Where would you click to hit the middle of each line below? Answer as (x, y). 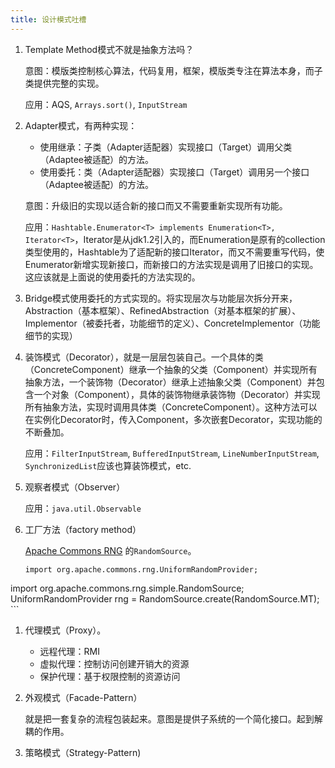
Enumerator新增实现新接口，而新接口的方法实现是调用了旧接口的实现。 (171, 264)
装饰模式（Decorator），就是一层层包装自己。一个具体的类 (144, 357)
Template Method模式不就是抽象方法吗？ (109, 49)
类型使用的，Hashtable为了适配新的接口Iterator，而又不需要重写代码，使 (174, 252)
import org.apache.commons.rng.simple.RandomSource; (127, 588)
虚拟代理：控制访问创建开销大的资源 (114, 663)
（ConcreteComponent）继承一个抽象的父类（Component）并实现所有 (171, 369)
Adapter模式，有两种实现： (81, 125)
